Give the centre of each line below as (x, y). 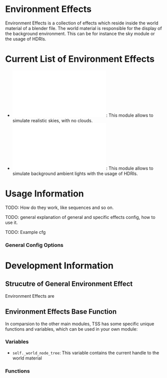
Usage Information (45, 194)
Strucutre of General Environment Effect (69, 284)
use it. (11, 222)
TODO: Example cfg (25, 232)
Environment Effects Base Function (61, 312)
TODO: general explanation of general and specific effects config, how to (80, 217)
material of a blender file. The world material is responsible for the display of (83, 28)
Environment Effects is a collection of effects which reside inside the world (82, 23)
